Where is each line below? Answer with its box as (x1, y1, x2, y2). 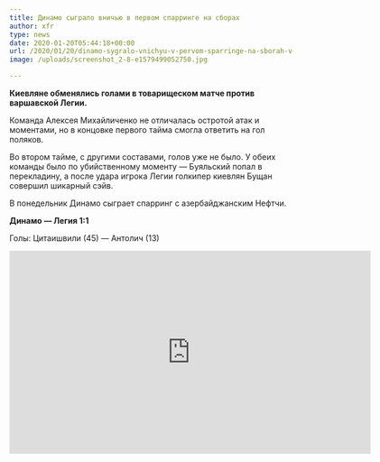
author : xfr (9, 22, 54, 31)
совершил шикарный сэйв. (9, 180, 114, 190)
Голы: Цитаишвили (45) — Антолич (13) (9, 233, 160, 244)
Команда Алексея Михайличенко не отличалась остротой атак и (9, 115, 260, 125)
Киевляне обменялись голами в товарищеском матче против (9, 88, 255, 98)
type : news (9, 30, 51, 39)
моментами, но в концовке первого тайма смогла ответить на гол (9, 125, 265, 135)
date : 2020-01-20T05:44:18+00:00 (9, 38, 135, 48)
